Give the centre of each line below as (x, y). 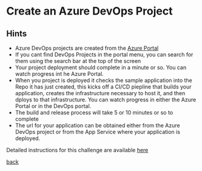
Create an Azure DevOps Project (89, 11)
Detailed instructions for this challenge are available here (77, 150)
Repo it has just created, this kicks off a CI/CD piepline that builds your (103, 87)
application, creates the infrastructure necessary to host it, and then (100, 93)
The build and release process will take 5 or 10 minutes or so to (94, 112)
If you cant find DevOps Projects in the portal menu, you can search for (104, 55)
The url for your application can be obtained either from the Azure (97, 125)
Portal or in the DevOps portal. (53, 106)
